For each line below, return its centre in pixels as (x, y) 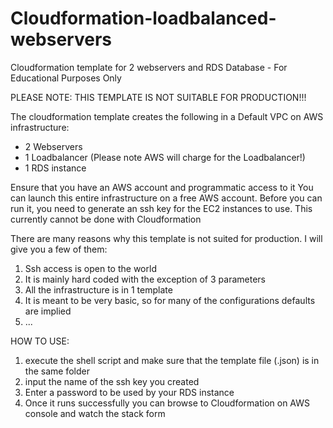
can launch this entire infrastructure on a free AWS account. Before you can (166, 198)
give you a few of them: (59, 249)
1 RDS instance (55, 168)
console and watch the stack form (95, 413)
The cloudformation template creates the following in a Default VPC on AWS (167, 116)
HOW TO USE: (40, 341)
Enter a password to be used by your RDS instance (129, 392)
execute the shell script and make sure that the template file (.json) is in (172, 360)
